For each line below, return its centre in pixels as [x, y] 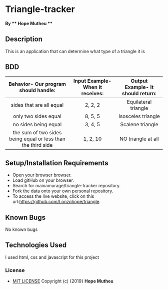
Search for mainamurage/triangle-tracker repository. [66, 186]
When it [92, 87]
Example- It [139, 87]
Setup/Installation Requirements [57, 163]
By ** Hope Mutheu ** [29, 23]
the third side [37, 145]
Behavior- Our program [37, 84]
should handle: [37, 90]
